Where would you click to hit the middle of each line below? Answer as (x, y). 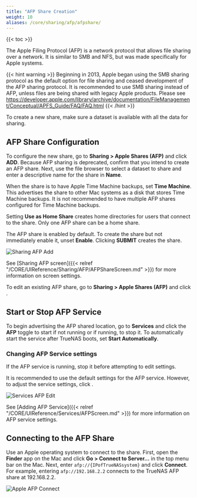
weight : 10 (19, 17)
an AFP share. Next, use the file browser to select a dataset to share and (94, 169)
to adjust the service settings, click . (50, 384)
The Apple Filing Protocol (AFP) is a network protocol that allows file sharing (98, 51)
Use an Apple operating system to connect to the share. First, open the (92, 452)
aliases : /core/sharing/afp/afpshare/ (54, 22)
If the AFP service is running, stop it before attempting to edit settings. (91, 367)
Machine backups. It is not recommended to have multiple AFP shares (91, 199)
